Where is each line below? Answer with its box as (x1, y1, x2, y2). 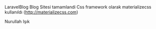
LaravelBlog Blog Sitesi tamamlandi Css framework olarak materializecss (4, 4, 152, 10)
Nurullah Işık (4, 19, 30, 24)
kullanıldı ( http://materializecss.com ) (4, 9, 78, 15)
